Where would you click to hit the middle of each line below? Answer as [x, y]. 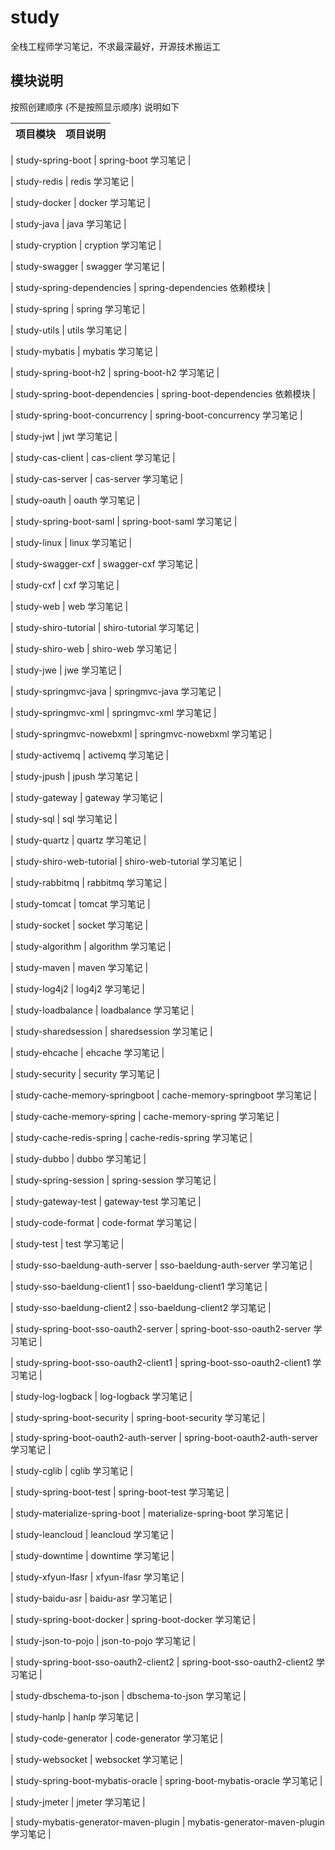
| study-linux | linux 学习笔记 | [71, 542]
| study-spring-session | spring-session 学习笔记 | [113, 1180]
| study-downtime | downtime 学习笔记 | [92, 1555]
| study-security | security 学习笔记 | [85, 1073]
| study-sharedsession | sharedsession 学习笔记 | [111, 1031]
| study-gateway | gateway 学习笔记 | [86, 797]
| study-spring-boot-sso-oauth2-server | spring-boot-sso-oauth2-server [161, 1328]
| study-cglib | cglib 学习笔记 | [72, 1470]
